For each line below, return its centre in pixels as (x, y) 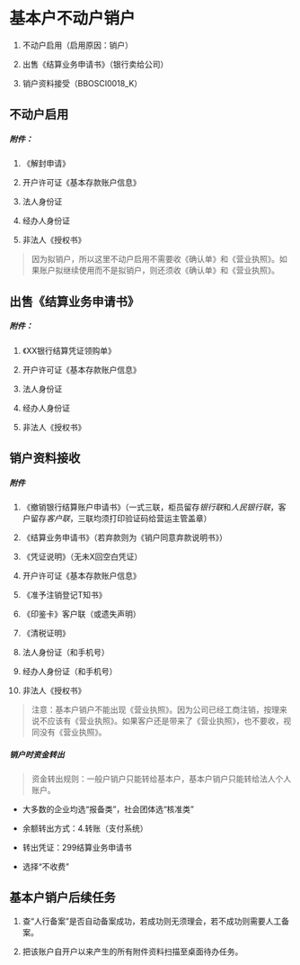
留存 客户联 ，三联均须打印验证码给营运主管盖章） (121, 519)
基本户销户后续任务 (62, 898)
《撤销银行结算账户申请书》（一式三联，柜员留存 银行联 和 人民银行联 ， (150, 507)
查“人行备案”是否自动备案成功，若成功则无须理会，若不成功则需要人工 (152, 921)
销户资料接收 (45, 459)
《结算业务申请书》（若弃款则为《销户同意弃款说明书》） (124, 537)
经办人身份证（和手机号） (70, 672)
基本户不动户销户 (73, 18)
